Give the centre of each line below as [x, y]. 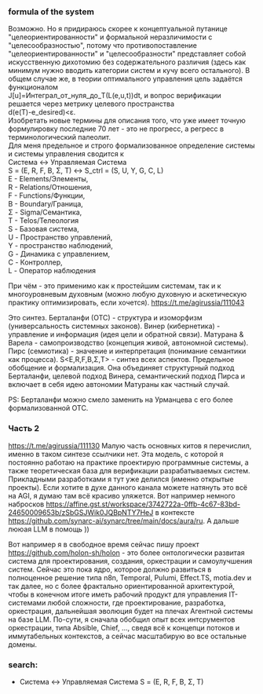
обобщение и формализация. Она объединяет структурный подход [121, 368]
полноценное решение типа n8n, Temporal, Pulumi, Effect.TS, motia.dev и [130, 577]
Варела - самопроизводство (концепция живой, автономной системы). [128, 343]
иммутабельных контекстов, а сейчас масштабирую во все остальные [128, 636]
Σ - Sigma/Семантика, [45, 212]
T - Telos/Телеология [44, 221]
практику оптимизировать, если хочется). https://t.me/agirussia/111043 [126, 303]
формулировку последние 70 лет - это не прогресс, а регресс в [116, 129]
